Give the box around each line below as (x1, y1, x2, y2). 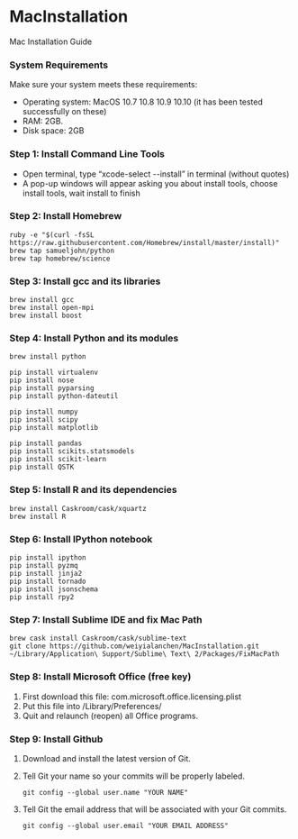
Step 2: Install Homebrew (9, 210, 122, 223)
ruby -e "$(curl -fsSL (9, 230, 95, 240)
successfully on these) (22, 106, 107, 117)
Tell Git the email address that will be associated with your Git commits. (22, 804, 287, 815)
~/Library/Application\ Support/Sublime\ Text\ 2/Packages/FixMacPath (9, 650, 280, 659)
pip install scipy (9, 415, 78, 424)
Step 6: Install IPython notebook (9, 533, 153, 545)
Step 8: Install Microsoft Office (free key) (9, 670, 192, 683)
